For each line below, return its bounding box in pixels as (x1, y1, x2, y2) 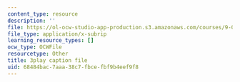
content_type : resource (7, 10, 79, 18)
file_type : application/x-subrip (7, 30, 107, 38)
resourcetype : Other (7, 51, 69, 58)
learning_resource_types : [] (7, 37, 94, 44)
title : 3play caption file (7, 57, 88, 64)
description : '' (7, 17, 56, 24)
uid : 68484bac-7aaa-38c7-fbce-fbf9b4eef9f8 (7, 63, 139, 71)
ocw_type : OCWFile (7, 43, 62, 51)
